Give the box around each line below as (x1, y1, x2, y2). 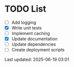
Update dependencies (11, 41, 56, 47)
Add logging (11, 19, 36, 25)
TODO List (4, 3, 46, 15)
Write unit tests (11, 25, 42, 31)
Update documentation (11, 36, 58, 42)
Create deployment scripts (11, 47, 65, 53)
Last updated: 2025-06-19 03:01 (4, 57, 70, 63)
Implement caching (11, 31, 50, 36)
